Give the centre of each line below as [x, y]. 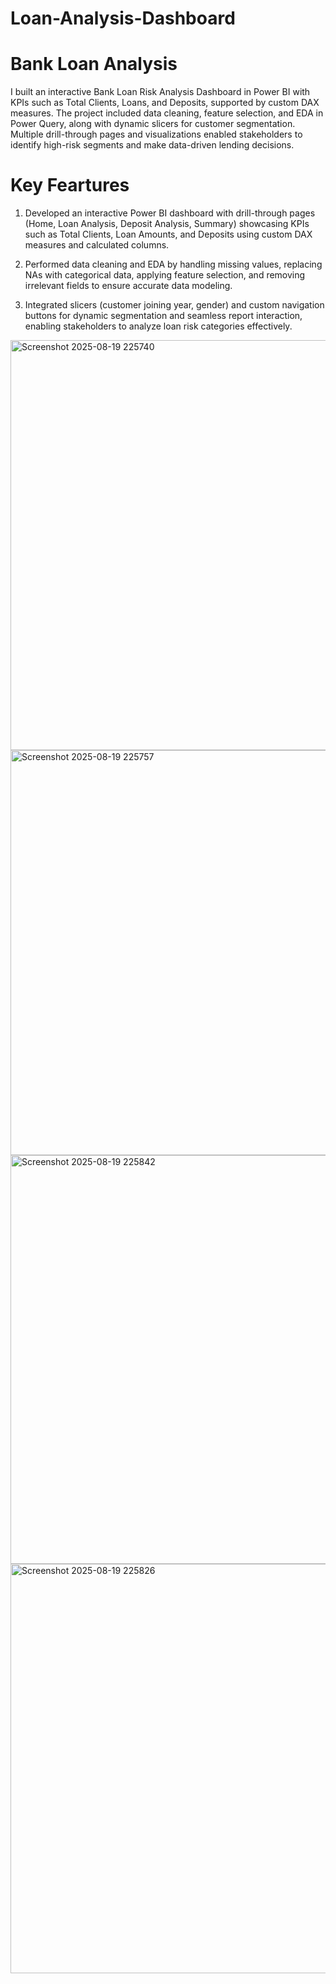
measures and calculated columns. [97, 245]
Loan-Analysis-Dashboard [123, 18]
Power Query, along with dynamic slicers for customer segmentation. [153, 124]
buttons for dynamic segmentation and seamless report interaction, [163, 316]
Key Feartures [70, 185]
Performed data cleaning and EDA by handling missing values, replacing [173, 264]
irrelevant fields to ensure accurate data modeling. [128, 286]
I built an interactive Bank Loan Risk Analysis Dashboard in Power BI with [160, 92]
